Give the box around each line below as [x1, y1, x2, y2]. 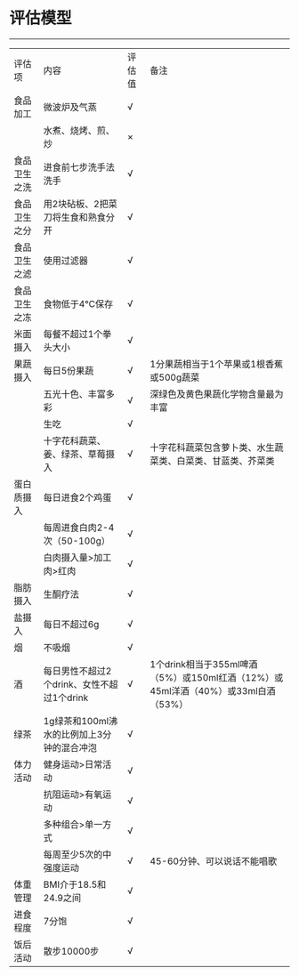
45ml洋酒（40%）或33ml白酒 [149, 684, 276, 697]
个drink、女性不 [43, 678, 109, 690]
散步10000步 [43, 945, 100, 957]
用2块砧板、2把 [43, 198, 109, 210]
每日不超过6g [43, 617, 100, 630]
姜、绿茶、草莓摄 [43, 448, 116, 460]
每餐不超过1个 [43, 327, 103, 340]
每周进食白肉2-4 [43, 521, 115, 534]
